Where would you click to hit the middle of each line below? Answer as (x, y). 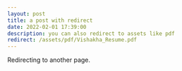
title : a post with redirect (50, 20)
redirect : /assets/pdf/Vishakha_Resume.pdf (72, 40)
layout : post (26, 14)
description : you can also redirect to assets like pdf (91, 33)
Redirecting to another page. (49, 60)
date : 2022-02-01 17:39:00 (47, 27)
